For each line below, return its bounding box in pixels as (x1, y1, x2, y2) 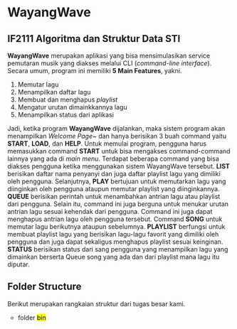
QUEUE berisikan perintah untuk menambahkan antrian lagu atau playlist (7, 193, 221, 200)
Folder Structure (7, 281, 82, 293)
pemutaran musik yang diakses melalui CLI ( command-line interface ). (7, 59, 212, 68)
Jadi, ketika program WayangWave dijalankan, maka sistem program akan (7, 124, 226, 132)
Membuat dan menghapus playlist (17, 95, 118, 104)
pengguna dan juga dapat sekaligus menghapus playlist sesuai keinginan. (7, 237, 223, 246)
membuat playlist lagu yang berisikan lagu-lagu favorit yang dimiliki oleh (7, 230, 219, 238)
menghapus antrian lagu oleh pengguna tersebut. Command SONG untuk (7, 215, 223, 223)
